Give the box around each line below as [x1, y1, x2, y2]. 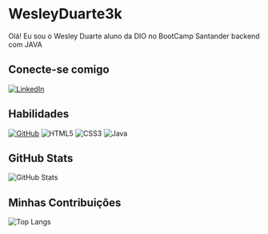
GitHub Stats [8, 151, 74, 165]
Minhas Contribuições [8, 196, 122, 209]
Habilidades [8, 107, 70, 121]
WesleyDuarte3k [8, 5, 122, 23]
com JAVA [8, 39, 42, 49]
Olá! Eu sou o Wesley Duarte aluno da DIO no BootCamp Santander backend [8, 31, 260, 41]
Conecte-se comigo [8, 63, 110, 77]
